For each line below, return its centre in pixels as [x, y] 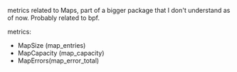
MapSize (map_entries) [52, 45]
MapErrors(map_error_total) [58, 61]
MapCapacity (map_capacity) [61, 53]
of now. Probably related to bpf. [54, 18]
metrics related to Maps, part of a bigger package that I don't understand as [119, 10]
